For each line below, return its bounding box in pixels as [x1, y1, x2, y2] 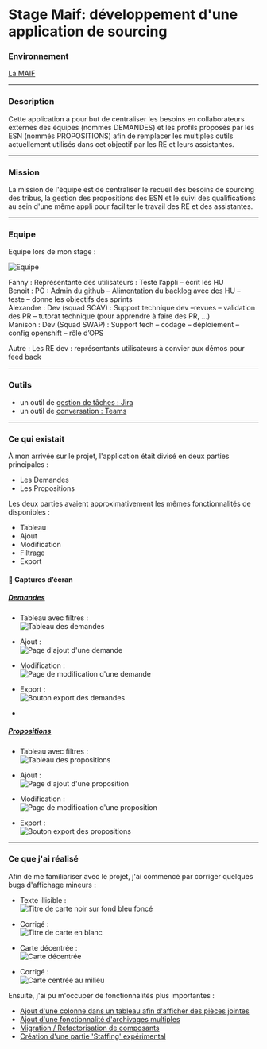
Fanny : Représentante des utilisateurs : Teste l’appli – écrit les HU [8, 278, 224, 287]
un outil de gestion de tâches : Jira [19, 397, 133, 407]
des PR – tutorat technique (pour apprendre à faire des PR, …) [8, 311, 211, 321]
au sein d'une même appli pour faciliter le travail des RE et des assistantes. [8, 202, 253, 211]
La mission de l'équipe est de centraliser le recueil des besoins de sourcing [8, 185, 255, 195]
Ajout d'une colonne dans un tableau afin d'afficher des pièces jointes [19, 1006, 250, 1016]
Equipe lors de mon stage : [8, 247, 96, 256]
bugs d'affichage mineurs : [8, 880, 97, 889]
